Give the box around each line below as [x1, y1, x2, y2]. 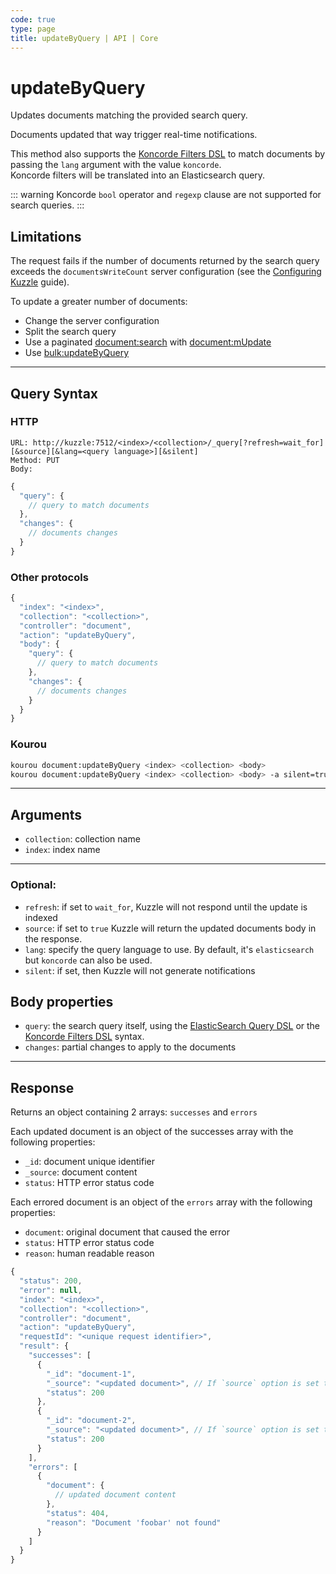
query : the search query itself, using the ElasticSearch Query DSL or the [24, 1020, 321, 1032]
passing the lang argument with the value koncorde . [10, 159, 222, 171]
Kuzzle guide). [10, 276, 70, 288]
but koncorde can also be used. [24, 954, 153, 966]
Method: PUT [10, 455, 60, 465]
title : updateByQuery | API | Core [10, 33, 159, 43]
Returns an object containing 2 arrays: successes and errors [10, 1106, 258, 1118]
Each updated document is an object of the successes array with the [10, 1126, 294, 1138]
